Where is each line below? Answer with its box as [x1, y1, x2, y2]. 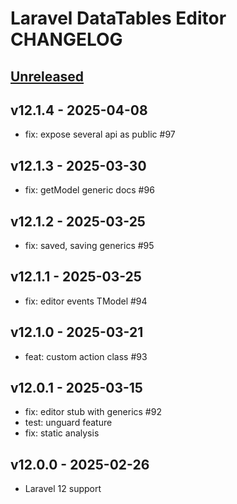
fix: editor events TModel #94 [24, 295, 148, 307]
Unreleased [10, 68, 85, 85]
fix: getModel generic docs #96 [24, 184, 155, 196]
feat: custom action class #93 [24, 350, 148, 362]
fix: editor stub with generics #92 [24, 406, 162, 418]
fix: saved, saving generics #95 [24, 240, 155, 252]
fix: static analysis [24, 427, 100, 439]
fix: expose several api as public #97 [24, 128, 176, 141]
